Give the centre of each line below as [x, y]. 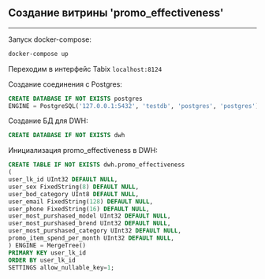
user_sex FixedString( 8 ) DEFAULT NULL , [74, 187]
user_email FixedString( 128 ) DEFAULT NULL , [81, 201]
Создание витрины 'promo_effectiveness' [116, 13]
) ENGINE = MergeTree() [47, 245]
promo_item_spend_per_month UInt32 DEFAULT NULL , [91, 238]
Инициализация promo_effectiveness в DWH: [83, 151]
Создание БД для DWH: [48, 121]
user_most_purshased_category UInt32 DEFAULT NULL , [95, 231]
